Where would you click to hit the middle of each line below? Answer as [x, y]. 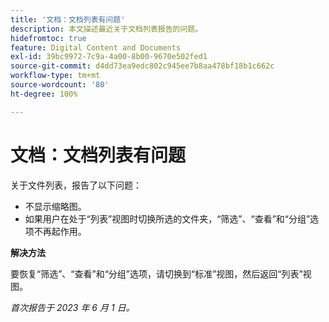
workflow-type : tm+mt [55, 76]
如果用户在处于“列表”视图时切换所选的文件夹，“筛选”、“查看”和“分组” [167, 218]
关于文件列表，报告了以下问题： [76, 185]
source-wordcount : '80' [60, 85]
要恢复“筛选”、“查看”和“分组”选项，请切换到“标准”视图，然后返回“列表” [156, 273]
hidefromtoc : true [48, 38]
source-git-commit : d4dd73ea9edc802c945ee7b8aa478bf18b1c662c [142, 66]
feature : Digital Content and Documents [96, 47]
